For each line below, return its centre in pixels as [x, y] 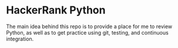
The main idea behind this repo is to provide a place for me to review [89, 26]
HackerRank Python [56, 10]
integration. [20, 39]
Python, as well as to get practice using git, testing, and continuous [87, 32]
